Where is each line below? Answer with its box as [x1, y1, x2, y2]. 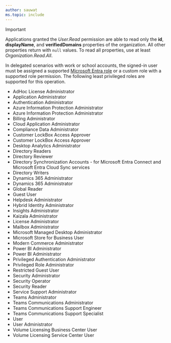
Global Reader [12, 186, 43, 192]
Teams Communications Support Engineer [12, 305, 102, 311]
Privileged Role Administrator [12, 261, 75, 268]
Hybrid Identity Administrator [12, 202, 74, 208]
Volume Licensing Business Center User [12, 327, 97, 333]
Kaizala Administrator [12, 213, 58, 219]
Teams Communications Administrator [12, 299, 93, 306]
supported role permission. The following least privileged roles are [5, 73, 145, 79]
